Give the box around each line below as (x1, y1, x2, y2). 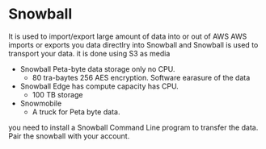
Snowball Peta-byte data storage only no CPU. (19, 64, 175, 73)
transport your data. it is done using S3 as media (8, 48, 171, 58)
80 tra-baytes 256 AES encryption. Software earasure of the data (32, 72, 251, 82)
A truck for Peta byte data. (32, 106, 120, 117)
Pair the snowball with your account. (8, 130, 130, 141)
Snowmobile (19, 98, 62, 108)
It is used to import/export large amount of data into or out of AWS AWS (8, 31, 247, 41)
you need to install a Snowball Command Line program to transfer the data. (8, 122, 259, 132)
